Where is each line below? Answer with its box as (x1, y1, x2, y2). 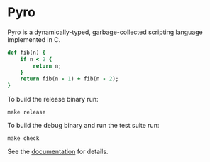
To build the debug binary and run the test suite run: (7, 121, 160, 130)
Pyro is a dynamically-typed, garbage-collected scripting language (7, 28, 204, 36)
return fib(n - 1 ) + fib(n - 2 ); (20, 75, 119, 82)
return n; (33, 62, 62, 70)
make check (7, 135, 40, 142)
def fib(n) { (7, 49, 46, 56)
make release (7, 109, 46, 116)
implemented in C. (7, 35, 61, 43)
